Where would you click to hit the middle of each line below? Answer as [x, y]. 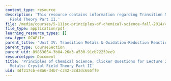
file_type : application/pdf [35, 29]
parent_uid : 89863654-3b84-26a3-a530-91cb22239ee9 [60, 52]
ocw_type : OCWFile [25, 38]
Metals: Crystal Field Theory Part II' [52, 66]
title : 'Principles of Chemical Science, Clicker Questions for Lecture [84, 61]
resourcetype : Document [31, 57]
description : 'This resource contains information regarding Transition [84, 15]
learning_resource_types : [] [36, 33]
